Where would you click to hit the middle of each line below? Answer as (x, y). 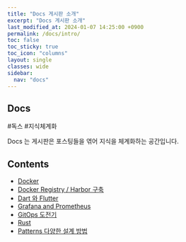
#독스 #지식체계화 (32, 126)
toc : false (23, 40)
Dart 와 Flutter (38, 198)
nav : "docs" (31, 80)
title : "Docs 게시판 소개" (43, 14)
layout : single (30, 60)
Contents (28, 164)
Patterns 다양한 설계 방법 (52, 231)
